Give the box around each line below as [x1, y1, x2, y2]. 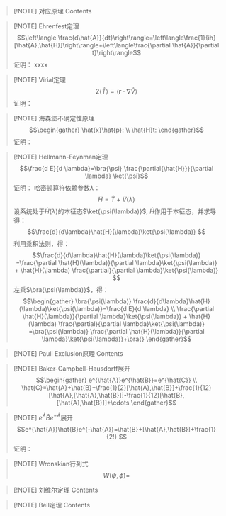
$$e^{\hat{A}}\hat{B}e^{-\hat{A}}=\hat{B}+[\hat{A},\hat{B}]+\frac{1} [16, 425, 217, 433]
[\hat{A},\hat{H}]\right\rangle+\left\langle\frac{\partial [13, 41, 171, 49]
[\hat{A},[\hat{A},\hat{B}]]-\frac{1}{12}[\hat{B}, [48, 391, 185, 399]
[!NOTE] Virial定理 [13, 76, 67, 84]
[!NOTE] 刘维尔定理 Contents [13, 486, 98, 494]
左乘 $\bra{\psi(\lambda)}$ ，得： [13, 286, 109, 293]
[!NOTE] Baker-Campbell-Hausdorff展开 [13, 364, 131, 373]
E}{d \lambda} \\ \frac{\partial [128, 305, 214, 313]
